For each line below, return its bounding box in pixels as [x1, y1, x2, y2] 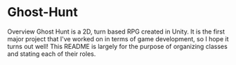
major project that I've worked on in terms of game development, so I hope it [7, 34, 229, 43]
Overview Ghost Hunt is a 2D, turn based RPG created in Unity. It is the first [7, 27, 225, 36]
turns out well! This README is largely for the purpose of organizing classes [7, 42, 228, 50]
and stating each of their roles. [7, 50, 96, 58]
